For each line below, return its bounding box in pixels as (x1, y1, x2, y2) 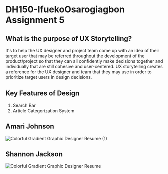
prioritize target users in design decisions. (5, 74, 92, 80)
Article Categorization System (12, 107, 75, 114)
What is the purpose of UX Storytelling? (5, 34, 132, 43)
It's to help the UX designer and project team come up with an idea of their (5, 48, 159, 53)
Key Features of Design (5, 89, 80, 98)
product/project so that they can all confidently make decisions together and (5, 58, 163, 64)
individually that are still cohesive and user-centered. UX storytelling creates (5, 64, 163, 69)
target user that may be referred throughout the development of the (5, 53, 145, 59)
